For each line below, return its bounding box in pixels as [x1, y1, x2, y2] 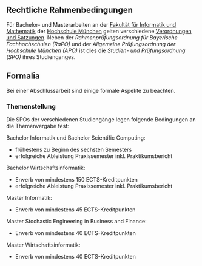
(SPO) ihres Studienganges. [6, 53, 76, 60]
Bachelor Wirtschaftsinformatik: [6, 164, 86, 171]
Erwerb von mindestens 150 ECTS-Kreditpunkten [15, 176, 138, 183]
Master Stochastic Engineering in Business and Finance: [6, 217, 147, 225]
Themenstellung [6, 102, 56, 111]
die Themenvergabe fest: [6, 122, 69, 129]
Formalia [6, 71, 41, 81]
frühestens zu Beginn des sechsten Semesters [15, 146, 132, 153]
